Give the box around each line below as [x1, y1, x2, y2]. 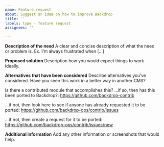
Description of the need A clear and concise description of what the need [5, 43, 155, 49]
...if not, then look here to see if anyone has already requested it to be [5, 102, 146, 108]
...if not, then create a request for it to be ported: [5, 117, 103, 122]
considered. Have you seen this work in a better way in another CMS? [5, 78, 146, 84]
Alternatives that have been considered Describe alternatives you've [5, 73, 146, 78]
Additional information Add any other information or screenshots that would [5, 131, 160, 137]
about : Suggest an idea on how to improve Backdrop [5, 12, 113, 17]
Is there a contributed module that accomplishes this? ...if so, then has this [5, 87, 155, 93]
